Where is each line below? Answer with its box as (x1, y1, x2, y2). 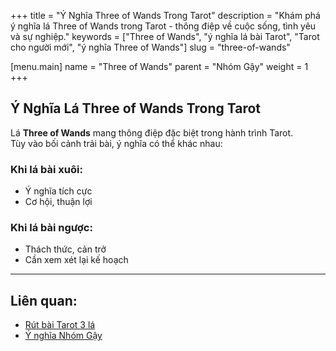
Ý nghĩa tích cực (24, 185, 93, 197)
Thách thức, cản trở (24, 243, 107, 255)
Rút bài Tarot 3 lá (24, 319, 96, 331)
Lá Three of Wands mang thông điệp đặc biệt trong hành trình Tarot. (10, 126, 294, 139)
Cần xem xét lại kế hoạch (24, 254, 129, 266)
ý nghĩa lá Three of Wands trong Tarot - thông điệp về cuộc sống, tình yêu (10, 20, 317, 32)
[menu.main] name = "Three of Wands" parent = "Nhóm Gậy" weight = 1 (10, 61, 309, 72)
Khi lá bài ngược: (10, 221, 93, 235)
